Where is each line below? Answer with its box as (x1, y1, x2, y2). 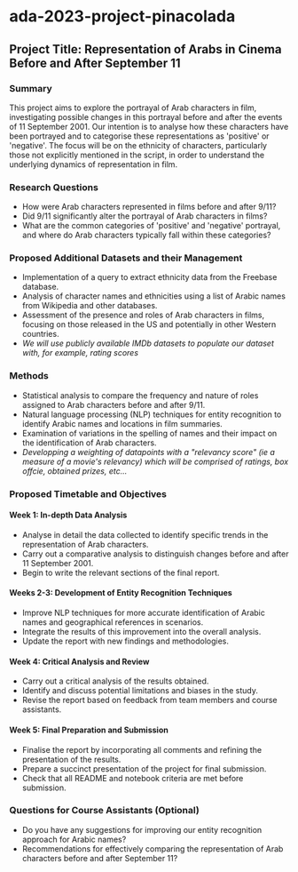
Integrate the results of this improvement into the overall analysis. (21, 627, 262, 637)
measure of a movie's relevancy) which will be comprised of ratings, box (21, 456, 289, 467)
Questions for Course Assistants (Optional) (9, 804, 200, 817)
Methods (9, 370, 49, 382)
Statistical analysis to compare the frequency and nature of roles (21, 389, 259, 401)
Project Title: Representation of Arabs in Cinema (9, 42, 282, 57)
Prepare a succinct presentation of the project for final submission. (21, 763, 267, 774)
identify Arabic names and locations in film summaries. (21, 418, 223, 428)
